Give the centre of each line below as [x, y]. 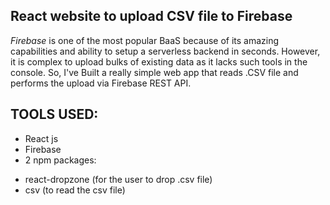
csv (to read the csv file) [75, 190]
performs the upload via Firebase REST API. [101, 83]
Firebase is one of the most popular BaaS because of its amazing [145, 40]
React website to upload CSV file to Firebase [151, 16]
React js [41, 138]
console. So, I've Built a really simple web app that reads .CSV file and [154, 72]
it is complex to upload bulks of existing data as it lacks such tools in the [159, 61]
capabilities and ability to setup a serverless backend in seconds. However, [165, 51]
